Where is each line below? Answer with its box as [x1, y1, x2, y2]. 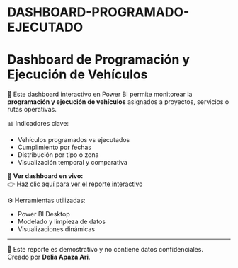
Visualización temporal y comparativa [17, 158, 127, 167]
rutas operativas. [7, 105, 57, 114]
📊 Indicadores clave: [7, 120, 69, 128]
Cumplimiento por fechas [17, 143, 92, 152]
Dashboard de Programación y [7, 52, 190, 68]
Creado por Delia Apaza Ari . [7, 252, 91, 262]
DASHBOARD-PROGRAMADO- [7, 4, 190, 21]
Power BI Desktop [17, 210, 70, 219]
